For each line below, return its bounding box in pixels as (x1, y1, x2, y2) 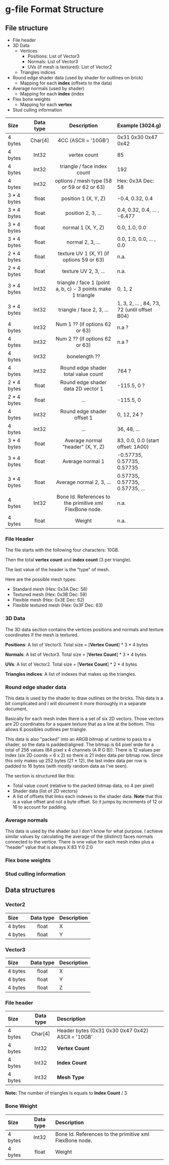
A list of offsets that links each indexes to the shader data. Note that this (12, 793, 162, 799)
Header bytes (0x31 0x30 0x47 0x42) (57, 1027, 148, 1034)
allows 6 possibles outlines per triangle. (5, 726, 88, 732)
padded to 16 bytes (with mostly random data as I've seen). (5, 763, 128, 769)
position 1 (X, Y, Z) (61, 195, 106, 202)
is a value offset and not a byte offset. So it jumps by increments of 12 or (12, 799, 163, 805)
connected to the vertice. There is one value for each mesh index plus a (5, 839, 154, 845)
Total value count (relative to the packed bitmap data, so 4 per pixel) (12, 782, 154, 788)
